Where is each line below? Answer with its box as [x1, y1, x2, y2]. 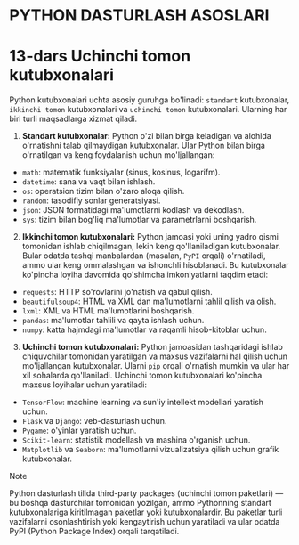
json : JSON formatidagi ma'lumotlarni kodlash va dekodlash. [21, 205, 245, 216]
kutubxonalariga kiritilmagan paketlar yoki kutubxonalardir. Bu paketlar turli [9, 507, 283, 517]
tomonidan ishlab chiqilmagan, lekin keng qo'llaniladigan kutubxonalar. [21, 241, 281, 252]
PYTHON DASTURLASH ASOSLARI [9, 5, 270, 26]
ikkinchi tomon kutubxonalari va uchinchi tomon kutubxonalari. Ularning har [9, 104, 287, 115]
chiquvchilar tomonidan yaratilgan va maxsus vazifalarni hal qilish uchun [21, 351, 287, 362]
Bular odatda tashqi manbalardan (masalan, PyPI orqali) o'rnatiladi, [21, 250, 266, 261]
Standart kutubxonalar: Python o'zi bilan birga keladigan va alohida [21, 131, 271, 142]
